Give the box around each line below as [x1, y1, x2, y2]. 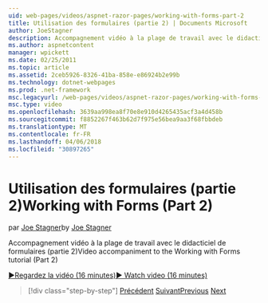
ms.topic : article [8, 64, 69, 72]
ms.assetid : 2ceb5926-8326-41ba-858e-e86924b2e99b [8, 71, 180, 79]
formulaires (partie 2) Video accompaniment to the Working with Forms [8, 246, 241, 256]
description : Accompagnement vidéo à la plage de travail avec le [8, 33, 234, 42]
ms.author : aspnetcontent [8, 41, 94, 49]
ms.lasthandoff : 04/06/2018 [8, 137, 102, 146]
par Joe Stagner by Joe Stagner [8, 222, 112, 232]
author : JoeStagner [8, 26, 73, 34]
